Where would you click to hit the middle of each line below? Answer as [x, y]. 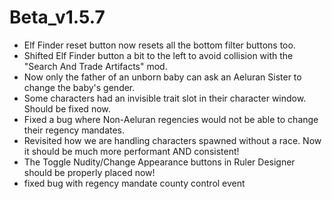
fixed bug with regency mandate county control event [134, 183]
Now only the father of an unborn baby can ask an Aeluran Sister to [162, 77]
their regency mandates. [74, 130]
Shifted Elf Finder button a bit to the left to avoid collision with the [158, 55]
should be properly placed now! [89, 172]
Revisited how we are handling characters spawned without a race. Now [172, 140]
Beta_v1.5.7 [57, 17]
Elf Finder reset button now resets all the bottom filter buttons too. [159, 45]
